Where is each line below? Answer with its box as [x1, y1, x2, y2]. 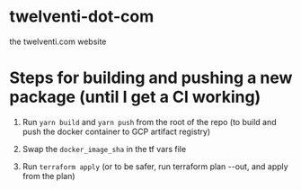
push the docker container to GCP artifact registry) [22, 126, 211, 137]
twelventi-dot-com [9, 6, 155, 27]
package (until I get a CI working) [9, 87, 261, 107]
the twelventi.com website [9, 36, 107, 47]
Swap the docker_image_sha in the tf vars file [22, 143, 187, 154]
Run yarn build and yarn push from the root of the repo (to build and [22, 116, 277, 127]
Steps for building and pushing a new [9, 68, 293, 88]
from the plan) [22, 170, 75, 181]
